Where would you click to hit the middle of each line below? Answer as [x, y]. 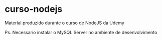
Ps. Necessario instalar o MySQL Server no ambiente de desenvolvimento [81, 32]
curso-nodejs [34, 9]
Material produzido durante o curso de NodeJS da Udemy [65, 23]
